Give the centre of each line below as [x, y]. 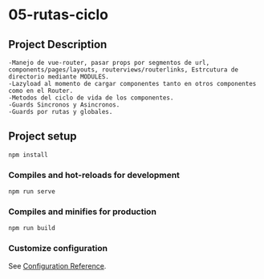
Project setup [43, 137]
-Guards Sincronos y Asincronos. [64, 105]
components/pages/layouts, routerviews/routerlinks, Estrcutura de [124, 70]
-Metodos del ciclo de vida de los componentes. [91, 98]
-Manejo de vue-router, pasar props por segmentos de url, [109, 63]
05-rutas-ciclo [58, 15]
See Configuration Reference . [57, 265]
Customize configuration [58, 249]
